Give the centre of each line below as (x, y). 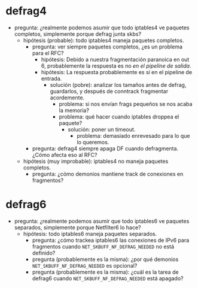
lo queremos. (93, 142)
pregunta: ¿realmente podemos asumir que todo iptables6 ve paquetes (102, 221)
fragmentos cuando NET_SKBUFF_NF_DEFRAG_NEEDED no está (103, 246)
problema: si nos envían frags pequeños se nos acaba (126, 104)
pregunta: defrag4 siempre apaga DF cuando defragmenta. (105, 148)
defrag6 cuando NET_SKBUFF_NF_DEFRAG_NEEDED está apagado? (108, 278)
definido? (44, 253)
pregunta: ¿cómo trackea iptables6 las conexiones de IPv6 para (111, 240)
